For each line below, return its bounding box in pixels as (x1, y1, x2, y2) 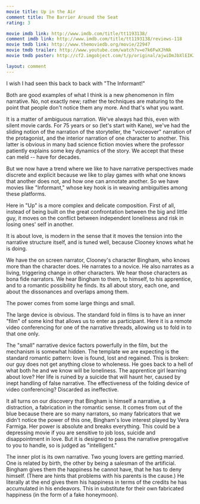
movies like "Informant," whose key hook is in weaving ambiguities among (6, 184, 187, 191)
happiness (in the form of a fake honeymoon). (6, 491, 119, 498)
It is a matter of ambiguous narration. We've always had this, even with (6, 115, 180, 123)
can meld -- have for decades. (6, 153, 82, 161)
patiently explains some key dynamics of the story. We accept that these (6, 147, 185, 154)
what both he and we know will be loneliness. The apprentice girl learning (6, 367, 187, 374)
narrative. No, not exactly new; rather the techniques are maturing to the (6, 98, 184, 105)
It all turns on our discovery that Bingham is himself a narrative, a (6, 397, 165, 405)
